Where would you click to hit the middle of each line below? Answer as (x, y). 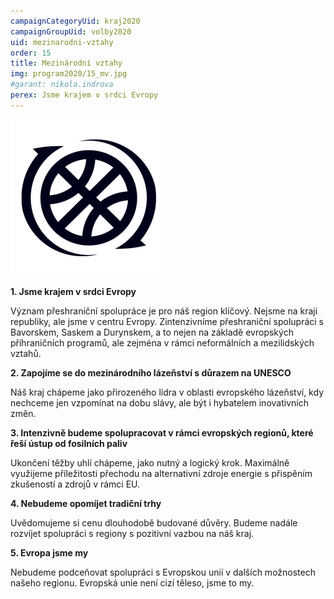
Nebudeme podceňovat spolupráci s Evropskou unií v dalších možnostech (163, 572)
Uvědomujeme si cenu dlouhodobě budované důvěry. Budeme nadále (154, 522)
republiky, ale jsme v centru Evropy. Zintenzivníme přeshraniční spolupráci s (167, 321)
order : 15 (31, 53)
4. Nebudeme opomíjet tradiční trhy (86, 503)
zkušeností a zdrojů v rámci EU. (75, 484)
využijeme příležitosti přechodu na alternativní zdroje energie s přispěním (161, 473)
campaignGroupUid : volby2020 (71, 31)
